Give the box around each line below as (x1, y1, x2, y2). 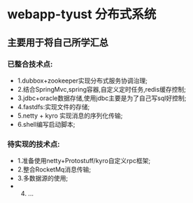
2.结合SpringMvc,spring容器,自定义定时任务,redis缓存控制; (17, 85, 187, 93)
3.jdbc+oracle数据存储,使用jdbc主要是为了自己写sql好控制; (17, 94, 187, 102)
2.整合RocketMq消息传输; (17, 165, 92, 174)
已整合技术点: (7, 59, 53, 69)
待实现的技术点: (7, 139, 60, 149)
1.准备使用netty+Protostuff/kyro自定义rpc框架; (17, 157, 151, 165)
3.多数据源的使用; (17, 174, 69, 183)
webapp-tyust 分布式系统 (7, 6, 157, 22)
